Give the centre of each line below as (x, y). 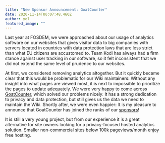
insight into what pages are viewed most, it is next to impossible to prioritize (82, 84)
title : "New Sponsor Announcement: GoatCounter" (56, 10)
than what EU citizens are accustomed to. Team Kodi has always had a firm (82, 53)
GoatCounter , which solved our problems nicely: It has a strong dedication (81, 94)
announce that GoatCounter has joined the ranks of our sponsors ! (72, 110)
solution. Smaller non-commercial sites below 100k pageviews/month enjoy (82, 130)
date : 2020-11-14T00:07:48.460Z (38, 14)
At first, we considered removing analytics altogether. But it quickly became (82, 73)
